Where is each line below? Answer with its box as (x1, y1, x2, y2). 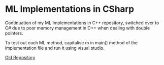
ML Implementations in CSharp (5, 3, 134, 15)
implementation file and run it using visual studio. (5, 45, 105, 51)
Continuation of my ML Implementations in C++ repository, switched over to (5, 20, 159, 26)
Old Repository (5, 54, 35, 60)
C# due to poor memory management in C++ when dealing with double (5, 25, 150, 31)
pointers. (5, 30, 23, 36)
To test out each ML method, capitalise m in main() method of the (5, 39, 138, 45)
